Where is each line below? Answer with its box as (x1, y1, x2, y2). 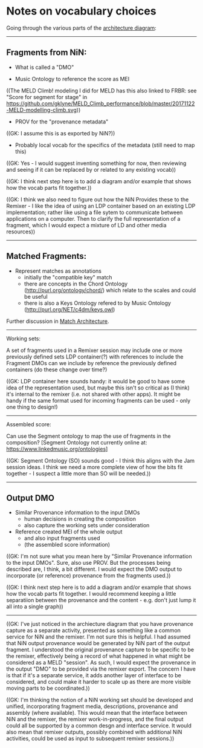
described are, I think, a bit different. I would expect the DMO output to (6, 565, 182, 573)
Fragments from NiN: (6, 47, 87, 58)
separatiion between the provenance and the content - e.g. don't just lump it (6, 597, 196, 604)
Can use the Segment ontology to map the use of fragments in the (6, 432, 171, 440)
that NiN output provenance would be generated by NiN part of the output (6, 640, 190, 647)
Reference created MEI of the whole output (14, 528, 123, 536)
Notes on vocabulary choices (6, 4, 156, 18)
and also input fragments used (24, 535, 101, 542)
